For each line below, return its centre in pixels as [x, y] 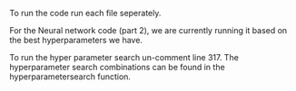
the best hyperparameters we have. [76, 40]
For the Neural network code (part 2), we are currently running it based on [148, 30]
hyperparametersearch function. [70, 77]
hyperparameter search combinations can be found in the [117, 67]
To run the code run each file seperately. [85, 13]
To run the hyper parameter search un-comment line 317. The [124, 57]
